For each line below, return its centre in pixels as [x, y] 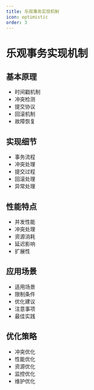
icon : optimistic [27, 17]
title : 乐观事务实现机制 [33, 11]
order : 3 [17, 22]
